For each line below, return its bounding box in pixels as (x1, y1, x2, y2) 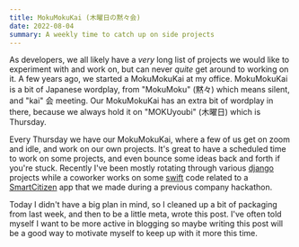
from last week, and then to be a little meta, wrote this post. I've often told (9, 208, 282, 220)
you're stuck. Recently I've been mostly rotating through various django (9, 163, 275, 173)
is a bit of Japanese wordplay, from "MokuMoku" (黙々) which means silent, (9, 84, 290, 95)
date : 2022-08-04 (9, 22, 75, 31)
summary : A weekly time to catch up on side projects (9, 30, 215, 39)
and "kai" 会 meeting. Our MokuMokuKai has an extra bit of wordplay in (9, 95, 274, 106)
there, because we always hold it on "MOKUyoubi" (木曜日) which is (9, 107, 261, 118)
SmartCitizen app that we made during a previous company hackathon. (9, 181, 273, 193)
